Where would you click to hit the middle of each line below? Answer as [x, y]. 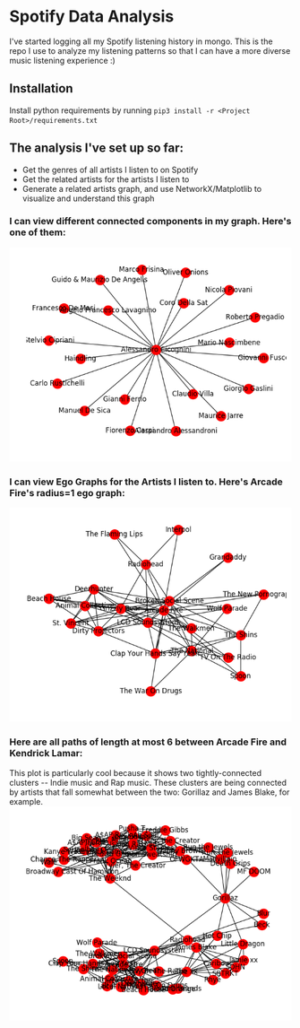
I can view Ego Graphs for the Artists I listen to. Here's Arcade [146, 482]
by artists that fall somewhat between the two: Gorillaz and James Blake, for [150, 792]
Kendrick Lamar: [46, 754]
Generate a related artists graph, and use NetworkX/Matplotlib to [142, 188]
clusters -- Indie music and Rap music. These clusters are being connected [148, 782]
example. [26, 801]
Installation [41, 88]
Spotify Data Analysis [92, 17]
